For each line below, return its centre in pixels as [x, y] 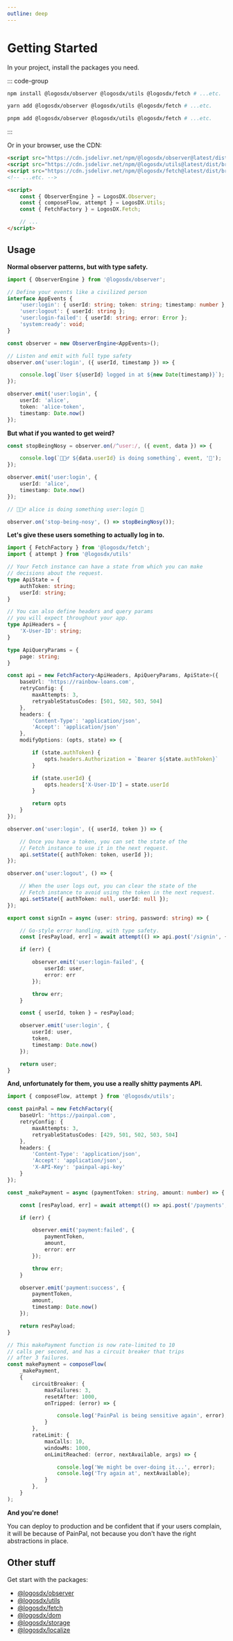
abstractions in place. [38, 1541]
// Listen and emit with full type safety [69, 356]
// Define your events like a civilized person [77, 292]
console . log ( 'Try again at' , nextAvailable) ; [123, 1473]
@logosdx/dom [39, 1615]
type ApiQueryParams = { [43, 650]
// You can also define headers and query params [80, 612]
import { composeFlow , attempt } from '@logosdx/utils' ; [91, 1096]
